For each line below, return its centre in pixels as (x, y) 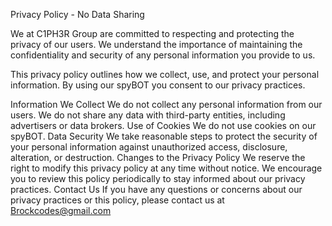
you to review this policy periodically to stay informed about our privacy (158, 178)
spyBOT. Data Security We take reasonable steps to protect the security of (164, 136)
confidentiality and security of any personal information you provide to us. (163, 55)
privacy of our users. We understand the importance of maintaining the (156, 44)
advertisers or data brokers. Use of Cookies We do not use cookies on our (163, 125)
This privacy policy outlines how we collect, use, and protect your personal (165, 74)
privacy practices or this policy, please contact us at (117, 200)
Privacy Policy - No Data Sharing (77, 14)
